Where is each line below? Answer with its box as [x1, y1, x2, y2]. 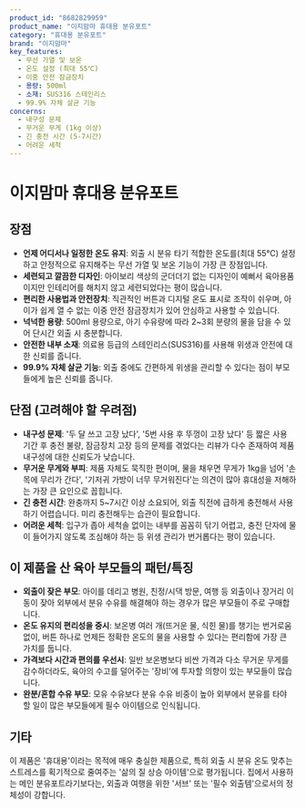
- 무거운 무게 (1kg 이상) [17, 124, 103, 133]
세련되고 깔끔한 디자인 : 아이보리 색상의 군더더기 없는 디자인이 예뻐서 [22, 270, 263, 281]
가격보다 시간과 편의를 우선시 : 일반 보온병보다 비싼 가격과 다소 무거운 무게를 [22, 654, 290, 666]
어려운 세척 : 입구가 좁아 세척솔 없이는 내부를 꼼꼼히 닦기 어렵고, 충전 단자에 [22, 519, 287, 530]
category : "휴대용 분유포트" [9, 30, 107, 39]
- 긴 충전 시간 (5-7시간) [17, 132, 103, 141]
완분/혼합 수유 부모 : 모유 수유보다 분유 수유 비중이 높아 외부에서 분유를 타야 [22, 689, 288, 700]
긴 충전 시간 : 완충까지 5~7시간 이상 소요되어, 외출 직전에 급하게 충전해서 [22, 496, 277, 507]
